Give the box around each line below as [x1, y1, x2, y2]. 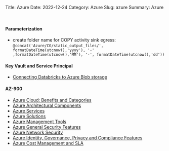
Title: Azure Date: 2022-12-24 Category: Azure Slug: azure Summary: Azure [5, 5, 164, 10]
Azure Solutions [12, 113, 46, 119]
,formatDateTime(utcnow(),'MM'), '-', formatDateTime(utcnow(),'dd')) [12, 52, 165, 57]
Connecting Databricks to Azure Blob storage [12, 74, 107, 80]
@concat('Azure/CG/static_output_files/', [12, 43, 104, 49]
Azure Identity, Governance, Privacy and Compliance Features [12, 134, 143, 141]
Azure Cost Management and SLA [12, 140, 83, 146]
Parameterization [5, 25, 43, 32]
